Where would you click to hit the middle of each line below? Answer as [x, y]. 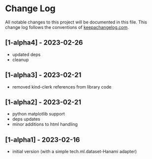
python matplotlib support [38, 114]
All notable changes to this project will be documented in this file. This [76, 22]
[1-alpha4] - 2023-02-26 [44, 43]
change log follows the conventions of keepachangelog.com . [67, 27]
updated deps [26, 54]
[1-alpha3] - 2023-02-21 [43, 75]
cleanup [20, 60]
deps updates [26, 119]
